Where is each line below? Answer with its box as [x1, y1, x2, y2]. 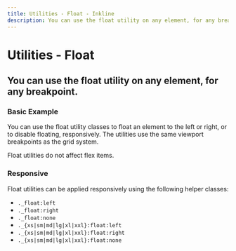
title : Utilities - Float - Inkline [7, 10, 114, 18]
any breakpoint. [7, 86, 79, 98]
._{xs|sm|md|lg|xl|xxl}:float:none [17, 236, 122, 244]
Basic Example [7, 107, 58, 116]
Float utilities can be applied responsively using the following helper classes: [7, 184, 229, 193]
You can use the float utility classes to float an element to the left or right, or [7, 123, 227, 131]
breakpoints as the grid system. [7, 137, 99, 146]
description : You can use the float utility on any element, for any [7, 17, 216, 24]
